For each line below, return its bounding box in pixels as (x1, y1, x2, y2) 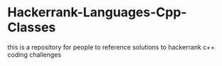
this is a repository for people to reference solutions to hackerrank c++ (7, 43, 216, 51)
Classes (7, 19, 56, 35)
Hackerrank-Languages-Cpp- (7, 4, 187, 21)
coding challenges (7, 50, 62, 59)
